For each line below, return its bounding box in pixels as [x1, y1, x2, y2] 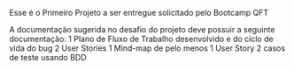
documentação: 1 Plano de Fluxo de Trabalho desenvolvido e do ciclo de [9, 34, 274, 44]
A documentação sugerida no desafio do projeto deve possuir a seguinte [9, 24, 275, 34]
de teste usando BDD [9, 52, 87, 62]
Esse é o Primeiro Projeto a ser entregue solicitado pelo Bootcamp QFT [9, 8, 269, 17]
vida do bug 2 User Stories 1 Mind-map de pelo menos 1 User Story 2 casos [9, 43, 286, 53]
